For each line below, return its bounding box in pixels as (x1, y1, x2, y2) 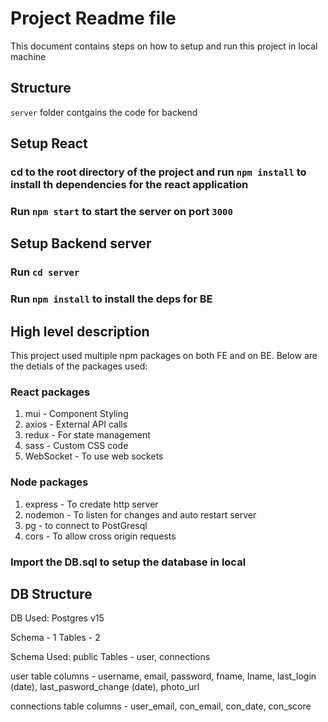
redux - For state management (24, 429, 151, 441)
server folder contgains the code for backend (10, 106, 198, 118)
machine (10, 50, 47, 62)
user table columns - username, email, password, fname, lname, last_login (10, 670, 317, 682)
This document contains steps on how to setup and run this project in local (10, 40, 318, 52)
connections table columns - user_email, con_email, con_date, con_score (10, 700, 312, 712)
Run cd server (10, 265, 80, 279)
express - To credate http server (24, 498, 159, 510)
